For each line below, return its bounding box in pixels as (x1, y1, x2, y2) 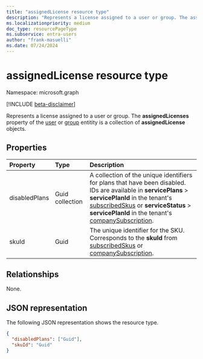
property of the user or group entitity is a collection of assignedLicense (6, 119, 185, 126)
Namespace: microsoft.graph (6, 88, 79, 96)
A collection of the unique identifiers (89, 171, 193, 179)
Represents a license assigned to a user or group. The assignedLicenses (6, 112, 189, 119)
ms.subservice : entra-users (6, 31, 77, 38)
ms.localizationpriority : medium (6, 20, 91, 26)
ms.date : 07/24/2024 (6, 43, 59, 49)
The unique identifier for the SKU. (89, 226, 185, 234)
